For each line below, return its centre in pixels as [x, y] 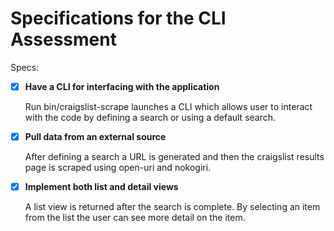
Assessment [63, 39]
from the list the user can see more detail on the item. [135, 218]
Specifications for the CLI [118, 18]
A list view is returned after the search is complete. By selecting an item [172, 207]
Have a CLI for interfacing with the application [122, 86]
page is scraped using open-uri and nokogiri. [118, 168]
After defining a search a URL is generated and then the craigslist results [174, 157]
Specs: [25, 67]
